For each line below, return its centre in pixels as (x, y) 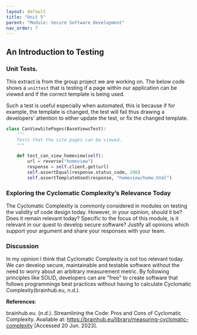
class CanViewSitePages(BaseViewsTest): (56, 129)
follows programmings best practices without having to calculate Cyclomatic (99, 284)
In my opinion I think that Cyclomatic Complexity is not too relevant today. (95, 259)
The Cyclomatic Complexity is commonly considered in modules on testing (97, 206)
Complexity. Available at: (36, 320)
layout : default (26, 12)
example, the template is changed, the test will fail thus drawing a (85, 111)
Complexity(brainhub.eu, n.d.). (43, 290)
